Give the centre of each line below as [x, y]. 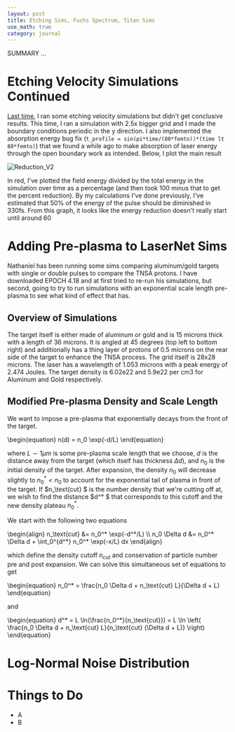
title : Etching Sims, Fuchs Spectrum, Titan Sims [81, 20]
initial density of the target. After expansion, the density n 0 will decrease [112, 470]
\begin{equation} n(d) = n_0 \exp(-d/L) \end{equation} [86, 439]
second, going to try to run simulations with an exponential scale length [110, 288]
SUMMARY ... [27, 53]
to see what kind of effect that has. [80, 296]
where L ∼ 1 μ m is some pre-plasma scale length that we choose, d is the [113, 453]
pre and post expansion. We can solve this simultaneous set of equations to [116, 564]
